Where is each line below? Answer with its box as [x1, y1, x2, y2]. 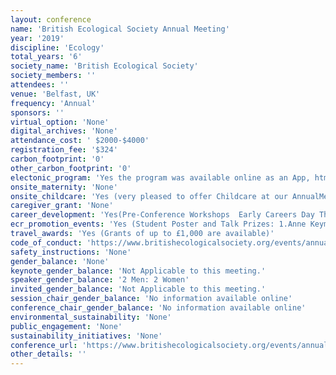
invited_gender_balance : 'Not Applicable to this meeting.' [10, 284, 267, 295]
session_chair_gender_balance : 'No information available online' [10, 294, 293, 304]
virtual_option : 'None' [10, 117, 110, 127]
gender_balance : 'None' [10, 256, 110, 266]
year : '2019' [10, 33, 65, 43]
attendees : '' [10, 80, 70, 90]
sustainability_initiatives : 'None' [10, 331, 163, 341]
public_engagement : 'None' [10, 321, 123, 331]
